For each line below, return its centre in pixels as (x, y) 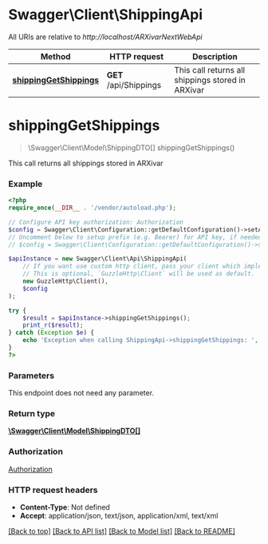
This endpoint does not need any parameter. (81, 393)
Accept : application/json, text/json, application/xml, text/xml (119, 515)
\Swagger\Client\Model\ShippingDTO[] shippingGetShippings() (131, 147)
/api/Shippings (134, 85)
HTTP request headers (53, 490)
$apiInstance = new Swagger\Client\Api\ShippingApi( (98, 259)
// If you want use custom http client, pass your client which (132, 266)
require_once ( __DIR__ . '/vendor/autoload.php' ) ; (93, 208)
